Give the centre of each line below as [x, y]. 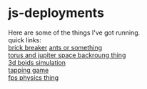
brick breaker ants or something [55, 47]
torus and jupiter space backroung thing [67, 55]
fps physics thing [34, 77]
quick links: [25, 40]
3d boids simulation [37, 62]
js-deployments [56, 13]
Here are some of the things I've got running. [74, 32]
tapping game [29, 70]
